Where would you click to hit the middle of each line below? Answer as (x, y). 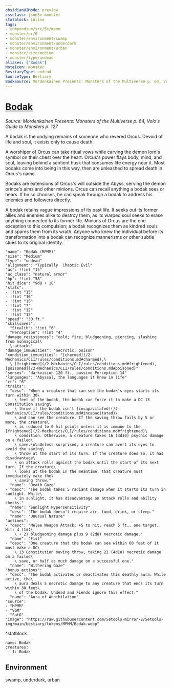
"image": (15, 619)
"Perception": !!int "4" (36, 332)
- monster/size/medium (29, 53)
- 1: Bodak (19, 652)
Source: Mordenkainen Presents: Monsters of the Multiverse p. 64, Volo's (83, 121)
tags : (11, 24)
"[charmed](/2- (77, 355)
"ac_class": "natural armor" (36, 274)
